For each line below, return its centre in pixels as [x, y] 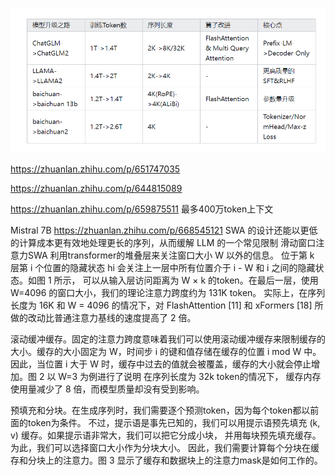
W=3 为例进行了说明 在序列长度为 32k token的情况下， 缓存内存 [190, 377]
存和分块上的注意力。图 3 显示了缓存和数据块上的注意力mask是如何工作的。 [166, 460]
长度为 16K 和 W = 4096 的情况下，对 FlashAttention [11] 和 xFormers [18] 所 [167, 305]
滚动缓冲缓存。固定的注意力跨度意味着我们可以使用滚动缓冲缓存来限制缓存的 [168, 339]
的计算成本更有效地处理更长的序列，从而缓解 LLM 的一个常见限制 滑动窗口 [163, 243]
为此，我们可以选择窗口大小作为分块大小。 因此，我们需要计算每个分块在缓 [165, 448]
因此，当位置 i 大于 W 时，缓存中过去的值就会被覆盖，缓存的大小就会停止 [161, 364]
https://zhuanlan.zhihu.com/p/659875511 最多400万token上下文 [142, 209]
